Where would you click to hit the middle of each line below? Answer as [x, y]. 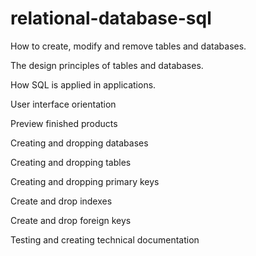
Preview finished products [64, 123]
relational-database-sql [111, 18]
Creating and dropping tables [71, 162]
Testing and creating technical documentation [105, 239]
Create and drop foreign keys [71, 220]
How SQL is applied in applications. [83, 84]
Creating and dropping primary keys [85, 181]
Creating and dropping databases [79, 143]
